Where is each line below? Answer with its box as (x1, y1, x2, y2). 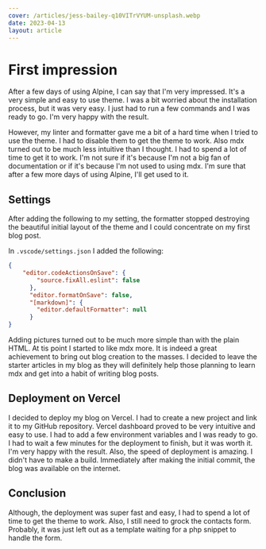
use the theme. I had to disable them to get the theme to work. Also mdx (8, 136, 245, 145)
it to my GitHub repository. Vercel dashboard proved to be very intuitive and (8, 421, 256, 431)
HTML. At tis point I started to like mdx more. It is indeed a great (8, 343, 218, 353)
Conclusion (8, 486, 67, 501)
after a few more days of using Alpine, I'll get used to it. (8, 170, 189, 180)
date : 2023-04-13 (8, 19, 66, 27)
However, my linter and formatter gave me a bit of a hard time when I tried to (8, 128, 258, 137)
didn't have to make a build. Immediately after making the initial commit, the (8, 454, 256, 465)
